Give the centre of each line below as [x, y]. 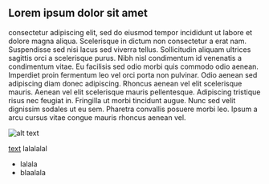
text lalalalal [28, 148]
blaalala [33, 172]
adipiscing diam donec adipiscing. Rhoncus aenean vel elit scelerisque [125, 83]
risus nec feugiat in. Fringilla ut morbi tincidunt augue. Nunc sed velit [122, 100]
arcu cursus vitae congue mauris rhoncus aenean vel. [97, 117]
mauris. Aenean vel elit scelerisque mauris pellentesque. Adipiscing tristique [134, 92]
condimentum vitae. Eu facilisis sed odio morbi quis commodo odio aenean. [134, 66]
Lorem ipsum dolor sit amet [78, 13]
